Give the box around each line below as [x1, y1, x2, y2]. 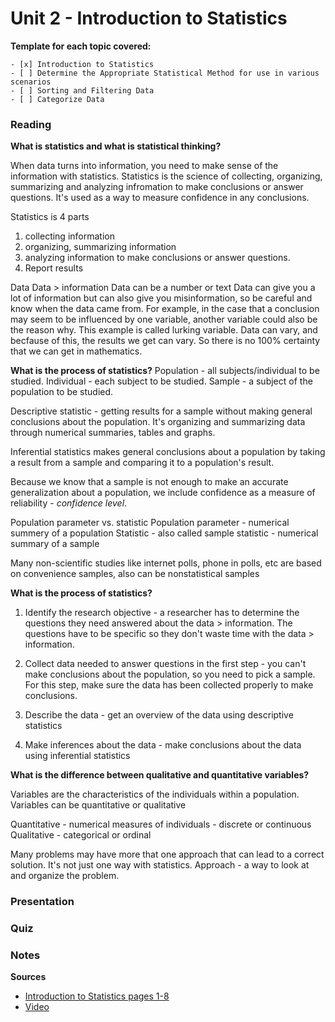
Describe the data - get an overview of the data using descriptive [24, 709, 294, 721]
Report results [24, 262, 84, 274]
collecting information [24, 230, 115, 242]
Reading [10, 117, 52, 131]
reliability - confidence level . [10, 497, 128, 509]
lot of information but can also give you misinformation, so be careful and [10, 292, 313, 304]
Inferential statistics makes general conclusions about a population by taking [10, 446, 326, 458]
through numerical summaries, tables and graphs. [10, 427, 216, 439]
